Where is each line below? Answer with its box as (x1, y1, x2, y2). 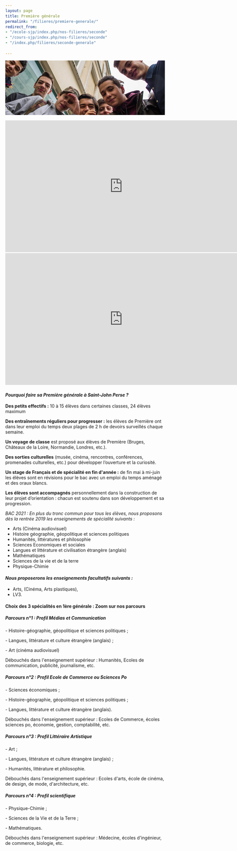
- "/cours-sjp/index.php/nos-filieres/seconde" (5, 35, 108, 40)
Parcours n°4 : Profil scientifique (5, 792, 76, 798)
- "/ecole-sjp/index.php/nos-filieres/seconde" (5, 29, 108, 35)
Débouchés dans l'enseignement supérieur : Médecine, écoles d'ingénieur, (5, 834, 162, 841)
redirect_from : (5, 24, 37, 29)
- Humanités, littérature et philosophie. (5, 765, 86, 771)
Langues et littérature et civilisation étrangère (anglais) (12, 547, 127, 553)
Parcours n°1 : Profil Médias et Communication (5, 615, 106, 621)
